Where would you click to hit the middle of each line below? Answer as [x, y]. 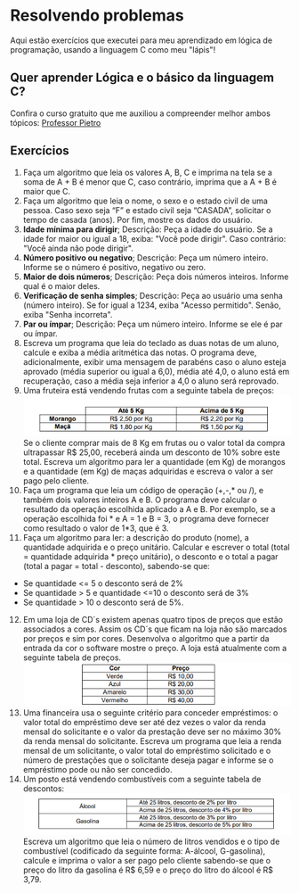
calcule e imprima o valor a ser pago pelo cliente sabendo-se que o [146, 860]
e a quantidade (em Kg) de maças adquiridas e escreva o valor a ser [148, 471]
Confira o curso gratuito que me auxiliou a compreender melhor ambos [140, 113]
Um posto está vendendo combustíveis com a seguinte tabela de [142, 779]
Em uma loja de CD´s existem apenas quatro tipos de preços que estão [153, 620]
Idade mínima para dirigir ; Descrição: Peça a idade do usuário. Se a [148, 229]
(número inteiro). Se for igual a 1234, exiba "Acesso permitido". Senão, [152, 305]
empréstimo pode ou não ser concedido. [97, 769]
